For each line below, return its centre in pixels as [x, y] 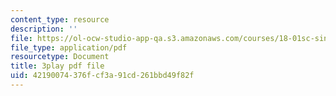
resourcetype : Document [60, 57]
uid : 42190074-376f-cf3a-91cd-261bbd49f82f [102, 76]
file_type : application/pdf [69, 47]
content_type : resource [60, 19]
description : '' [44, 29]
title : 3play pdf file [57, 66]
